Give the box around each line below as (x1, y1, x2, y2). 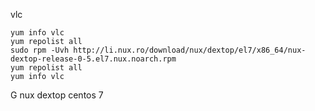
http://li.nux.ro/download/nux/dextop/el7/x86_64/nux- (73, 45, 307, 55)
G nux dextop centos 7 (10, 89, 104, 101)
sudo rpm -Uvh (10, 45, 70, 55)
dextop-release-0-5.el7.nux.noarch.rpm (10, 54, 177, 64)
